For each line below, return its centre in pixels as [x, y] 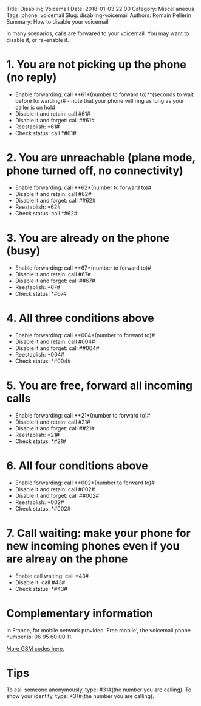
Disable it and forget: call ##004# [57, 348]
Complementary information [80, 613]
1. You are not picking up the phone [97, 65]
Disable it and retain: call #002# [55, 489]
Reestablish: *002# [39, 502]
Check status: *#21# [41, 441]
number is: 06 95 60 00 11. [39, 637]
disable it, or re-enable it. [38, 40]
